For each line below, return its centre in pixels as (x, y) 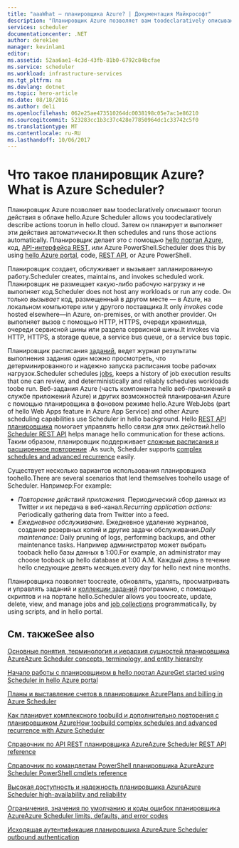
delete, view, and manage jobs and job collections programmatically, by (112, 604)
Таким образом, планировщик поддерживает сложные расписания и (113, 441)
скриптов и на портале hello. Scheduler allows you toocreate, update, (110, 597)
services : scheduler (38, 27)
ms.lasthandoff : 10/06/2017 (49, 140)
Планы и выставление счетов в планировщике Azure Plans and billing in (115, 694)
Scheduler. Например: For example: (60, 486)
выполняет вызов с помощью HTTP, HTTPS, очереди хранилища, (107, 322)
